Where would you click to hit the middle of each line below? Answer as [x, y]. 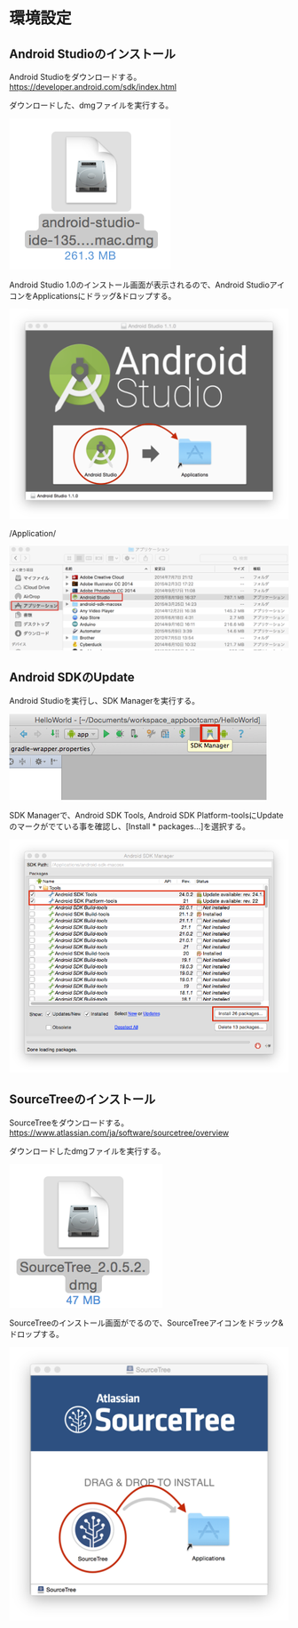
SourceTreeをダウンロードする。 [69, 1123]
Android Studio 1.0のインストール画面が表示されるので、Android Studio [140, 285]
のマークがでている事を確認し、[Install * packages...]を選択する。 [130, 826]
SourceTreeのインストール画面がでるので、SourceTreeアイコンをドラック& [146, 1323]
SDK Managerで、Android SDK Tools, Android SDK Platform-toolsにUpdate [146, 815]
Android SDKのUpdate [72, 677]
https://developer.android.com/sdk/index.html [93, 87]
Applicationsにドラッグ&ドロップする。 [104, 296]
